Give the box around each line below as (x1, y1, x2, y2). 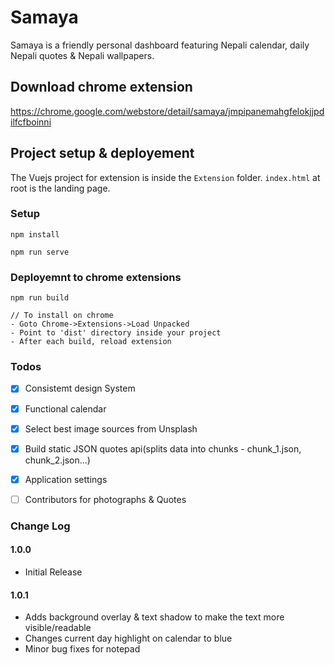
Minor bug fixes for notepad (24, 643, 141, 655)
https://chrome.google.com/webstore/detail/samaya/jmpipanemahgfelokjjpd (10, 105, 325, 117)
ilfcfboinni (10, 116, 52, 128)
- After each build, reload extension (10, 337, 172, 347)
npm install (10, 229, 60, 240)
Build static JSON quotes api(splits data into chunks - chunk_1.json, (24, 442, 302, 455)
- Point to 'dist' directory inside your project (10, 328, 222, 338)
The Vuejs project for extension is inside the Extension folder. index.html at (10, 171, 321, 183)
